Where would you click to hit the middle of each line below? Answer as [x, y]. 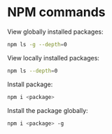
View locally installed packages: [54, 58]
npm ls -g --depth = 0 [37, 44]
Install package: [30, 84]
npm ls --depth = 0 [33, 71]
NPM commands [56, 12]
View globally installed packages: [55, 32]
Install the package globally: [48, 110]
